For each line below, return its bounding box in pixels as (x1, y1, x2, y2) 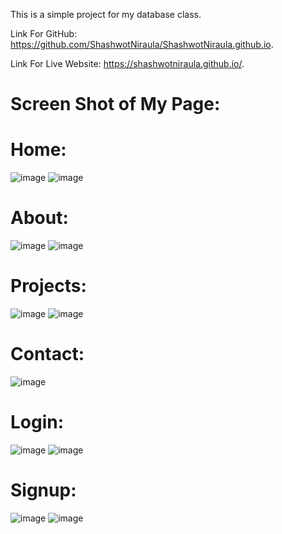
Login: (10, 411, 65, 434)
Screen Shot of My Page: (10, 93, 221, 116)
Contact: (10, 343, 85, 366)
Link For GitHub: (10, 28, 78, 39)
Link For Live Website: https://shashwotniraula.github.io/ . (10, 58, 245, 69)
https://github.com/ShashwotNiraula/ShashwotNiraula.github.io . (10, 39, 274, 50)
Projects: (10, 275, 87, 298)
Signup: (10, 479, 77, 502)
